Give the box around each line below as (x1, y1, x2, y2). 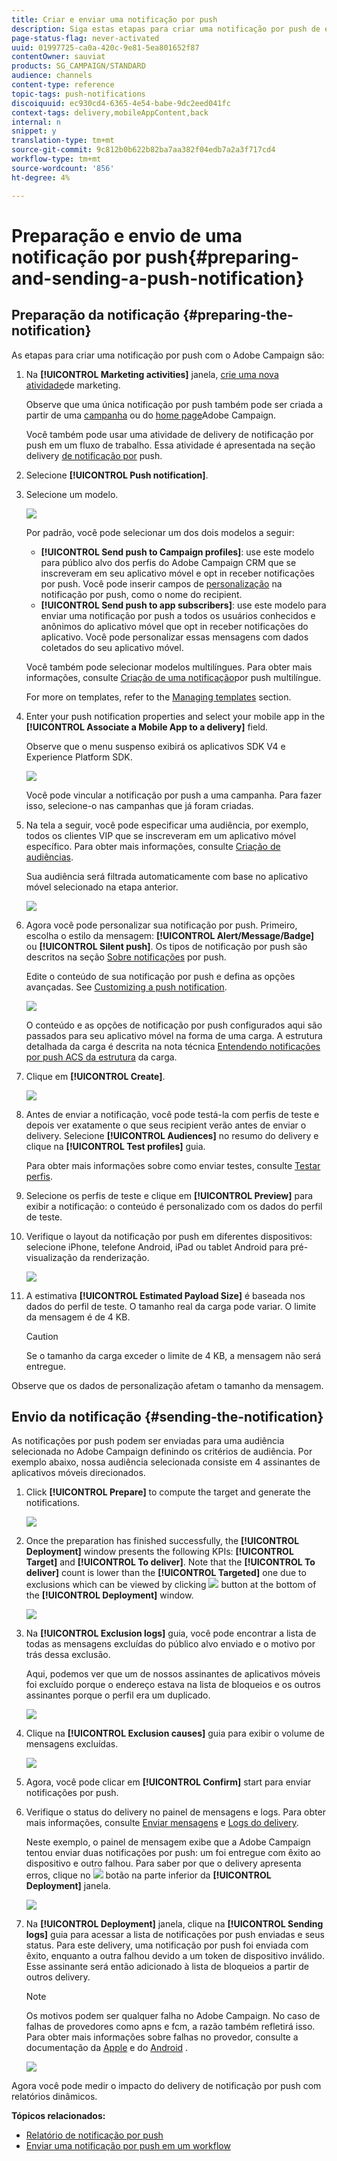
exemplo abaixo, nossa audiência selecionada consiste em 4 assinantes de (11, 1456, 321, 1468)
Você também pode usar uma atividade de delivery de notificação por (25, 428, 314, 440)
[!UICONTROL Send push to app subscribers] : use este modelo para (40, 599, 327, 611)
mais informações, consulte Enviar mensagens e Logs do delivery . (25, 1817, 299, 1829)
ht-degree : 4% (11, 172, 71, 183)
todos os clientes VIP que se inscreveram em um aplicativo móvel (25, 829, 297, 841)
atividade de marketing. (25, 379, 121, 391)
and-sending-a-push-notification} (11, 267, 305, 290)
